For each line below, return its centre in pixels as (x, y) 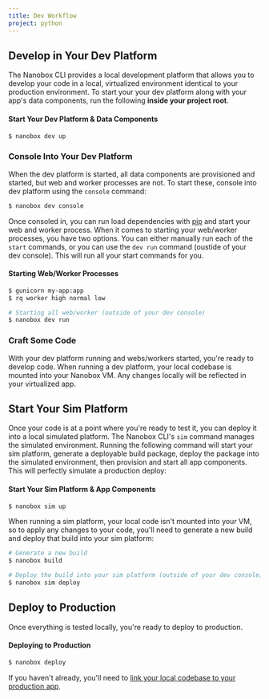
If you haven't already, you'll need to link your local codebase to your (122, 677)
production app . (35, 686)
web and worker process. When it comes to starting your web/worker (123, 230)
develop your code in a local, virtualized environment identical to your (123, 83)
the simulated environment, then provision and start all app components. (128, 462)
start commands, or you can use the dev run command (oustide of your (127, 246)
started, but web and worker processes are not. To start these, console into (133, 182)
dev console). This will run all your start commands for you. (106, 255)
